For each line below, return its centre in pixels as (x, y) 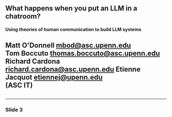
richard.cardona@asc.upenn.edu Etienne (73, 69)
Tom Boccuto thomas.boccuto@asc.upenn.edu (83, 53)
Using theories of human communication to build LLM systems (73, 29)
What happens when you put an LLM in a (71, 8)
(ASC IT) (19, 86)
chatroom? (23, 17)
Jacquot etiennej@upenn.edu (54, 77)
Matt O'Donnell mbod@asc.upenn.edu (68, 45)
